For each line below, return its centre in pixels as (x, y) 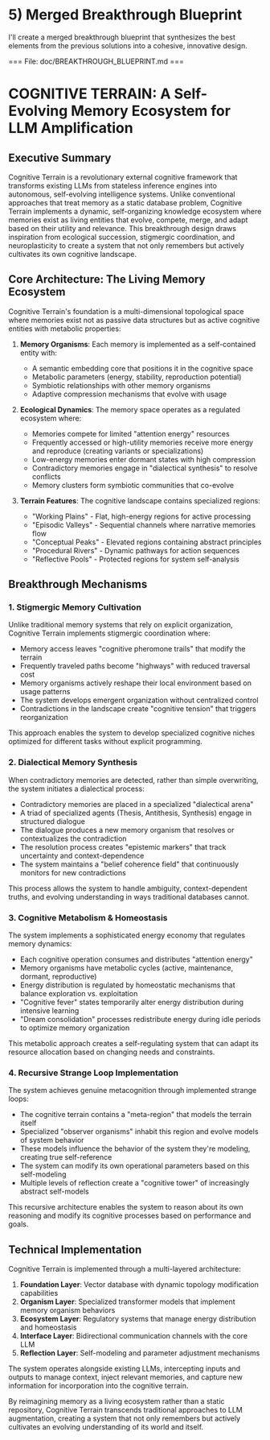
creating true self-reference (66, 1157)
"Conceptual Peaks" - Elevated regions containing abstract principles (147, 542)
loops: (19, 1099)
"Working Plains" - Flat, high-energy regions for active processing (141, 516)
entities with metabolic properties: (65, 329)
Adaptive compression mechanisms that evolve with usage (129, 394)
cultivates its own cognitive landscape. (72, 254)
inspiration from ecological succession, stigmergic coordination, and (122, 237)
